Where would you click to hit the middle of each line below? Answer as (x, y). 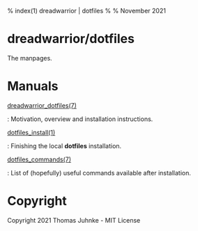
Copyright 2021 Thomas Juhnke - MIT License (74, 220)
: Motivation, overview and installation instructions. (80, 119)
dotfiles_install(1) (31, 132)
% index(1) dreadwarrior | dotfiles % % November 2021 (86, 11)
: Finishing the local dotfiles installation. (64, 145)
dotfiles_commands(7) (39, 159)
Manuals (33, 86)
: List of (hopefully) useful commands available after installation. (99, 173)
